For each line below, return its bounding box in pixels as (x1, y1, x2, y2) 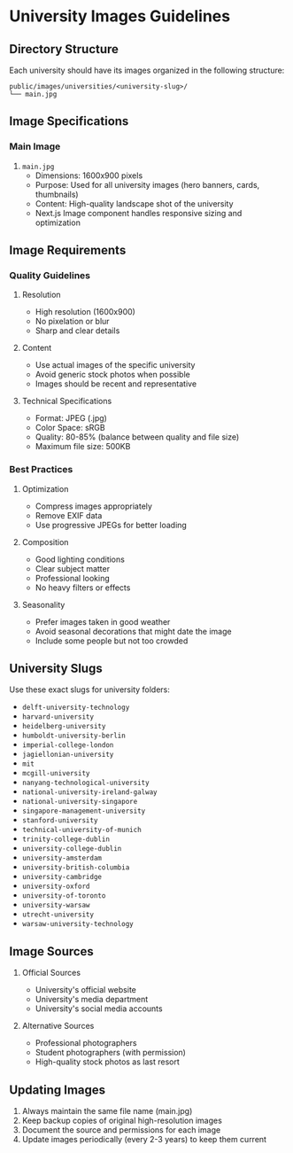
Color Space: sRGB (35, 423, 105, 433)
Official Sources (21, 968, 81, 978)
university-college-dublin (21, 845, 122, 853)
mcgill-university (21, 769, 90, 778)
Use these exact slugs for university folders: (9, 684, 171, 695)
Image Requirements (9, 243, 127, 258)
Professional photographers (35, 1038, 137, 1048)
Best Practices (9, 464, 73, 476)
